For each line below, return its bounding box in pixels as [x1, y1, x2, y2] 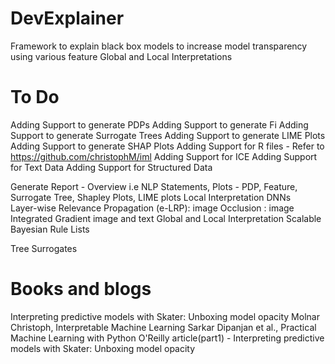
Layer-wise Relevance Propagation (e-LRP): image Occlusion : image [10, 202, 295, 214]
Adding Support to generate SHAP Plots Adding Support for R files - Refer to [10, 140, 325, 152]
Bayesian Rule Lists [10, 223, 90, 235]
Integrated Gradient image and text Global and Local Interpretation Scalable [10, 212, 322, 224]
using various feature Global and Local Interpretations [10, 50, 233, 62]
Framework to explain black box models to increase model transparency [10, 40, 308, 52]
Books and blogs [10, 278, 152, 301]
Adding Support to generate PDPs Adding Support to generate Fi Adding [10, 118, 309, 131]
